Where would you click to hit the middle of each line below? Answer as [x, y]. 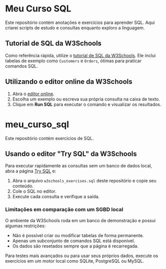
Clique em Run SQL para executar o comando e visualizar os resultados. [87, 104]
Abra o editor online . [33, 94]
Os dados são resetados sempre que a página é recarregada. [75, 246]
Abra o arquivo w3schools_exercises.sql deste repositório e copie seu [84, 181]
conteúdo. [23, 186]
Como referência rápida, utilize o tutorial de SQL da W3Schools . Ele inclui [81, 55]
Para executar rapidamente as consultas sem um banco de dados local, [79, 166]
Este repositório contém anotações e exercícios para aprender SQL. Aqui [80, 22]
